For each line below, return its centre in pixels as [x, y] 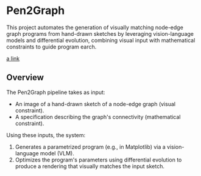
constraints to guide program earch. [51, 47]
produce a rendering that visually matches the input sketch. [90, 166]
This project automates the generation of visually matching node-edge [95, 27]
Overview [25, 77]
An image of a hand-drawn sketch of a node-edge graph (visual [95, 104]
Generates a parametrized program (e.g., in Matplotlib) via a [90, 147]
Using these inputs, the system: [46, 135]
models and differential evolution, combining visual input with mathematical [101, 40]
